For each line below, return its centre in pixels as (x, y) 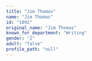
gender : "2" (20, 38)
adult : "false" (24, 44)
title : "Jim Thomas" (31, 11)
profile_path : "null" (32, 49)
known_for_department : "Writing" (47, 33)
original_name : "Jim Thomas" (41, 28)
